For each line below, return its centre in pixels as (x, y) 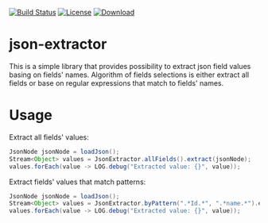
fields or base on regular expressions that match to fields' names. (117, 83)
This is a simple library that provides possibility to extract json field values (130, 66)
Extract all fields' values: (49, 137)
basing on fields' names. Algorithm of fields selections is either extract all (129, 75)
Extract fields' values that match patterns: (78, 182)
